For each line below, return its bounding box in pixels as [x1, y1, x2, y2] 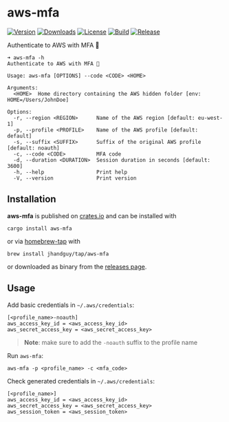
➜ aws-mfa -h [7, 54, 45, 61]
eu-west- [197, 114, 223, 121]
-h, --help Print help [13, 169, 128, 176]
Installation [7, 193, 56, 205]
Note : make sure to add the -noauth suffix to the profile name [23, 338, 198, 346]
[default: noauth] [7, 145, 60, 151]
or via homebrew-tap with [7, 237, 80, 245]
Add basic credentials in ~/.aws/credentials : [7, 301, 135, 309]
